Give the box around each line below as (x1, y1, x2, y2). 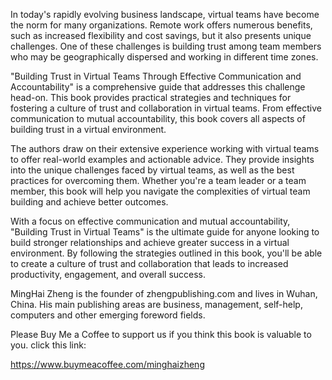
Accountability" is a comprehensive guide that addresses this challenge (10, 81, 306, 93)
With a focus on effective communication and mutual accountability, (10, 215, 291, 227)
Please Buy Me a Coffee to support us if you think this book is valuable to (10, 329, 312, 340)
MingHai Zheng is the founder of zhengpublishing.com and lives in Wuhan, (10, 288, 318, 299)
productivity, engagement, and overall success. (10, 269, 207, 280)
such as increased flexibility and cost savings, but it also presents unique (10, 30, 312, 41)
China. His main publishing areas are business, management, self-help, (10, 299, 303, 310)
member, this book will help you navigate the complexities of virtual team (10, 185, 311, 197)
